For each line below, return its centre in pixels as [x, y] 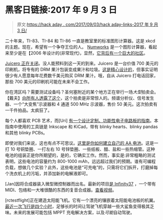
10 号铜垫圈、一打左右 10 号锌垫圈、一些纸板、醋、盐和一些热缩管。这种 [83, 149]
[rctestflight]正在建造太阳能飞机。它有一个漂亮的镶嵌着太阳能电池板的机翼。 [81, 200]
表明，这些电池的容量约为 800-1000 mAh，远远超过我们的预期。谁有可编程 [81, 161]
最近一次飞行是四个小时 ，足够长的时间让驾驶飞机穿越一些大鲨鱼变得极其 [77, 206]
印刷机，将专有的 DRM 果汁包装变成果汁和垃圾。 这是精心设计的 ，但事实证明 [81, 69]
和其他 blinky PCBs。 [26, 132]
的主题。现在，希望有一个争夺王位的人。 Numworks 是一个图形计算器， [77, 47]
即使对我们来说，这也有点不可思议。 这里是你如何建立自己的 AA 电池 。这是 [80, 143]
